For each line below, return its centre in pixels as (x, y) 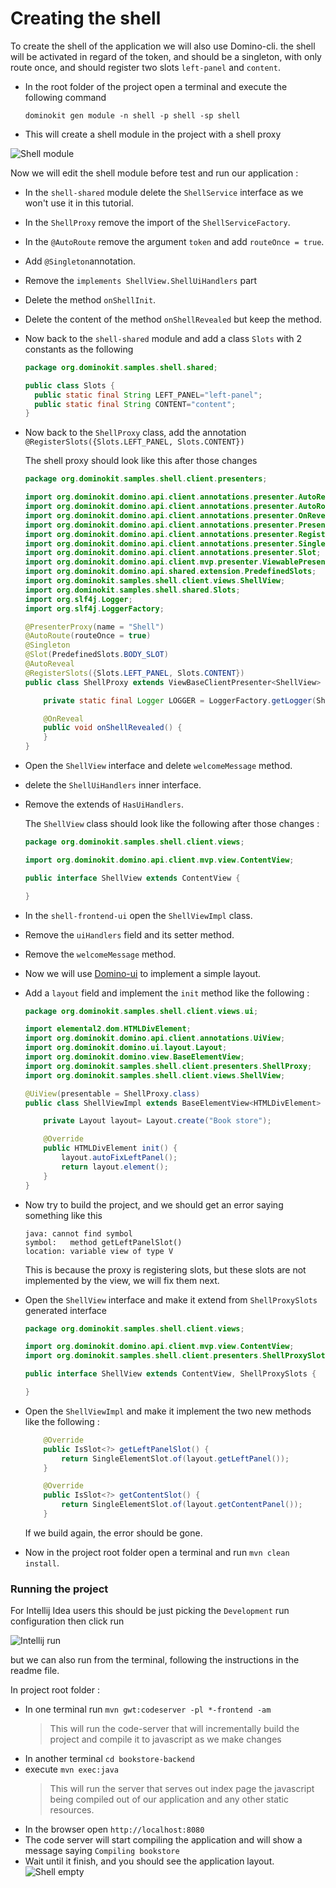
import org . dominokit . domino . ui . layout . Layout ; (126, 1048)
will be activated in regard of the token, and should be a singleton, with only (166, 56)
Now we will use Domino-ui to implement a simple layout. (143, 973)
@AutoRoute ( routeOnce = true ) (88, 636)
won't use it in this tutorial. (79, 203)
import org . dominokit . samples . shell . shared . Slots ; (132, 590)
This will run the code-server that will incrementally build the (174, 1729)
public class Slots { (70, 385)
